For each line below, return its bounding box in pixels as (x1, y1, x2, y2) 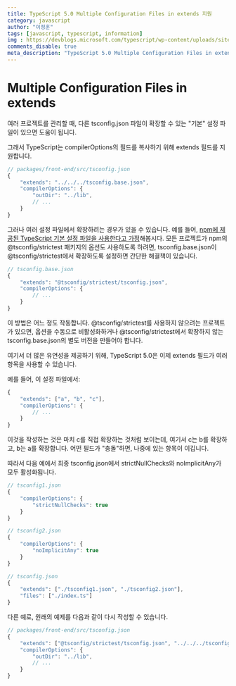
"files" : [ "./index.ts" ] (20, 592, 93, 599)
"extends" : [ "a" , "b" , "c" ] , (20, 395, 105, 402)
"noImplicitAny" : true (32, 547, 99, 554)
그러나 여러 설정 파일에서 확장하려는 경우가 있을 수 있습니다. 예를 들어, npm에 (7, 225, 218, 233)
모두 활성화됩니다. (7, 468, 57, 476)
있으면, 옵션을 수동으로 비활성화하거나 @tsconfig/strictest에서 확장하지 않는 (14, 327, 224, 335)
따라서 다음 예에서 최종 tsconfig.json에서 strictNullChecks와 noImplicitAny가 (7, 459, 222, 468)
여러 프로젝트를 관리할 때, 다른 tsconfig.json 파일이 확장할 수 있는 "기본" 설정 (7, 119, 219, 127)
